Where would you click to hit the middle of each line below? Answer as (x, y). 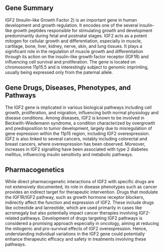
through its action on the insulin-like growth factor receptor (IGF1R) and (77, 57)
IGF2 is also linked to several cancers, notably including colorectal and (76, 139)
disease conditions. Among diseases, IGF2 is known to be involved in (75, 118)
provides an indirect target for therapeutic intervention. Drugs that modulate (82, 192)
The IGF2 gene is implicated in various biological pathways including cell (78, 107)
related (12, 218)
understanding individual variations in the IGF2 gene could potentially (75, 234)
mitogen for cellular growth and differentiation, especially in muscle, (73, 41)
